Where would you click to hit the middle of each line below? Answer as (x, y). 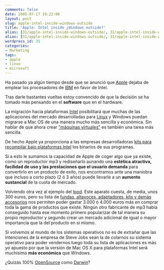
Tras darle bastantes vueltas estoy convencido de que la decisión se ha (77, 97)
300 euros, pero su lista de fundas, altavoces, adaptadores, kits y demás (78, 197)
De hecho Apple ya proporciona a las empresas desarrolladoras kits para (78, 142)
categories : (17, 46)
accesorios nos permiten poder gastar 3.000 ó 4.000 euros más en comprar (82, 202)
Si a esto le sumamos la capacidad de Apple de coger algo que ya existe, (79, 156)
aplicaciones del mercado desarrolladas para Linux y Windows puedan (76, 117)
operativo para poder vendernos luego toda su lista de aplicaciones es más (81, 242)
